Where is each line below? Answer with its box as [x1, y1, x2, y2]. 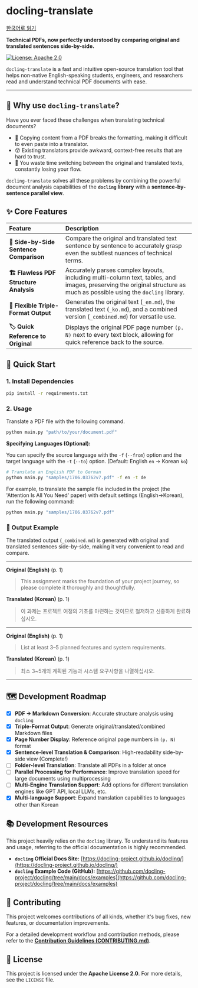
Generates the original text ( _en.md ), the [65, 297, 176, 305]
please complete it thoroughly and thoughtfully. [20, 584, 136, 591]
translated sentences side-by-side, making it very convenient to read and [6, 543, 184, 550]
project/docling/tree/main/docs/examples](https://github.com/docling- [14, 874, 187, 881]
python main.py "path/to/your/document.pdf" [6, 430, 117, 435]
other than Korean [14, 801, 59, 808]
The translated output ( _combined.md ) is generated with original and [6, 537, 169, 544]
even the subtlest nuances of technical [65, 249, 173, 257]
